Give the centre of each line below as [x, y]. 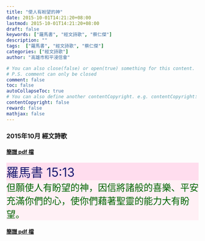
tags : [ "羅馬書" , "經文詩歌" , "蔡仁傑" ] [55, 46]
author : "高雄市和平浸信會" [38, 57]
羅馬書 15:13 [41, 172]
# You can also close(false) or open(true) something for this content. [101, 68]
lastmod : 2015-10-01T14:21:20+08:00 [53, 23]
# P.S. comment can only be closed [52, 74]
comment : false [26, 80]
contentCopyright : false [38, 103]
